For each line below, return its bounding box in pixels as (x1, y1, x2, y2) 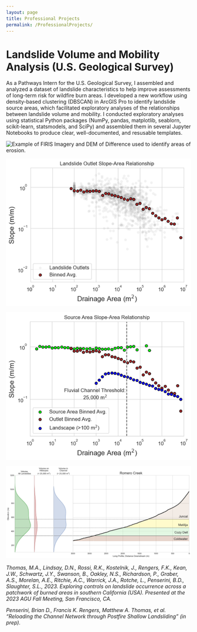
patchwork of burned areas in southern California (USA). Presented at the (6, 589, 185, 596)
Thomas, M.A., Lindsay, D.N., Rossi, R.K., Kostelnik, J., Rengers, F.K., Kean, (6, 564, 188, 571)
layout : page (6, 9, 38, 15)
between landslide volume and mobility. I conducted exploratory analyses (6, 111, 184, 118)
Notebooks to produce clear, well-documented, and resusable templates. (6, 129, 183, 136)
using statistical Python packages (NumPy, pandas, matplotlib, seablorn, (6, 117, 181, 124)
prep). (6, 619, 21, 626)
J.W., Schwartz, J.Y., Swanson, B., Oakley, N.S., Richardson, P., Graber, (6, 570, 179, 577)
